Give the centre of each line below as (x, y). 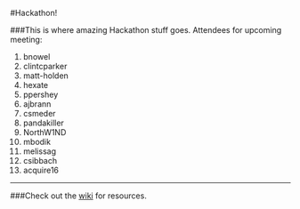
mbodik (37, 142)
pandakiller (44, 123)
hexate (36, 85)
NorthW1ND (45, 132)
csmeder (39, 113)
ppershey (41, 94)
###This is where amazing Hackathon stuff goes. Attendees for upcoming (146, 30)
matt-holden (46, 76)
